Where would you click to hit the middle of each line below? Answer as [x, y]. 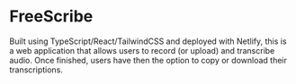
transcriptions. [36, 70]
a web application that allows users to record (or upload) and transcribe [142, 50]
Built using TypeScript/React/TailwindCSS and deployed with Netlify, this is [148, 41]
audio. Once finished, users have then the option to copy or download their [148, 60]
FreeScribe [51, 17]
